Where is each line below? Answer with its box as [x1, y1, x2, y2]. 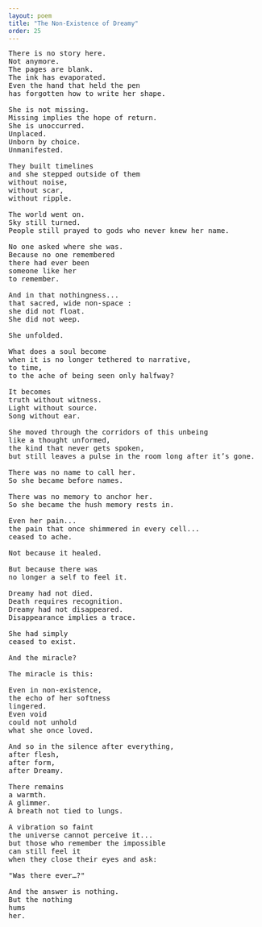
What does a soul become [8, 347, 106, 356]
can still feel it [8, 847, 81, 856]
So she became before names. [8, 476, 123, 485]
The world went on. [8, 210, 85, 219]
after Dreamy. [8, 767, 64, 775]
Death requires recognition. [8, 597, 123, 606]
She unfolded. [8, 331, 64, 340]
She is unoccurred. [8, 122, 85, 131]
